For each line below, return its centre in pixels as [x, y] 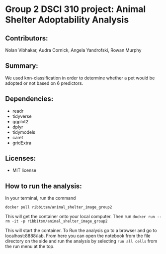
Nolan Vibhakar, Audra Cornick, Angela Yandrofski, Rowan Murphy [73, 50]
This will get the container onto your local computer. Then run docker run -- [83, 217]
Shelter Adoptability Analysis [67, 20]
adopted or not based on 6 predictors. [44, 83]
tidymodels [24, 132]
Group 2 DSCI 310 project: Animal [76, 9]
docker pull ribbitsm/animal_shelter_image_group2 [59, 207]
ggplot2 [20, 121]
